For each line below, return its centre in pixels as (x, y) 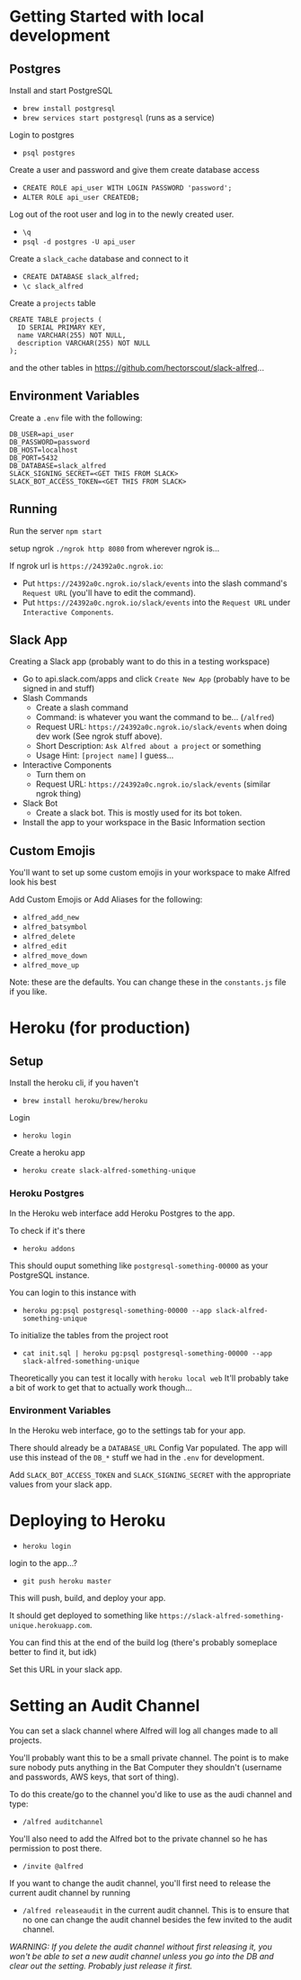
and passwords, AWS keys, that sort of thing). (94, 1777)
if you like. (28, 992)
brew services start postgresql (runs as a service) (119, 117)
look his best (33, 882)
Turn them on (61, 775)
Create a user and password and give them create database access (135, 170)
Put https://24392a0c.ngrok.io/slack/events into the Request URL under (156, 602)
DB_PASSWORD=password (50, 442)
